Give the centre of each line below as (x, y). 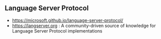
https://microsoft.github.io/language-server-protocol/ (68, 20)
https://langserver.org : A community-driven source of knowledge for (84, 25)
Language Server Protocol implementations (57, 31)
